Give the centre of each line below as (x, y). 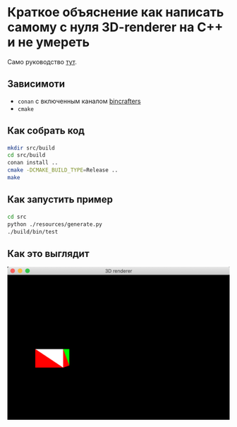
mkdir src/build (31, 148)
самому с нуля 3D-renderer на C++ (115, 27)
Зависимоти (36, 84)
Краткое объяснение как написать (116, 12)
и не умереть (49, 42)
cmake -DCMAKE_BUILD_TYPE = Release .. (63, 170)
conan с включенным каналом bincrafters (79, 101)
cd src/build (26, 155)
